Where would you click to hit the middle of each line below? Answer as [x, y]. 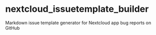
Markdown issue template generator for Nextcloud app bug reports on [78, 23]
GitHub [13, 28]
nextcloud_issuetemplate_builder [77, 9]
